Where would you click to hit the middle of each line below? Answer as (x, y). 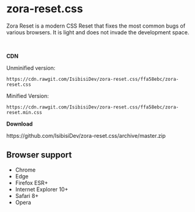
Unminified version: (31, 68)
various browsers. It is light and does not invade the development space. (98, 32)
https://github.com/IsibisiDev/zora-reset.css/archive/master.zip (86, 135)
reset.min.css (24, 112)
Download (20, 124)
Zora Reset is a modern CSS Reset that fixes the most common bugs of (96, 26)
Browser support (39, 155)
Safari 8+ (27, 195)
